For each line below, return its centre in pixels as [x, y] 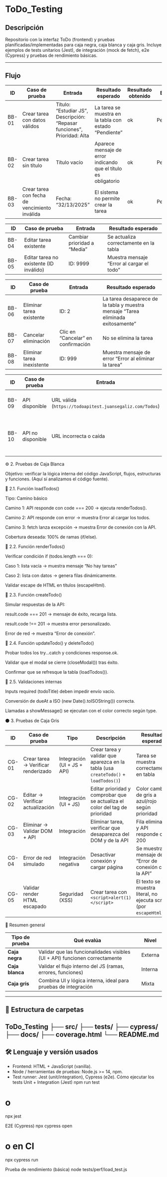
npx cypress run [22, 1160]
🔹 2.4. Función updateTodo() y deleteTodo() [50, 643]
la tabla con [108, 120]
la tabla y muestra [123, 305]
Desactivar [103, 855]
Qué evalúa [87, 940]
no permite [107, 198]
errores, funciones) [61, 972]
